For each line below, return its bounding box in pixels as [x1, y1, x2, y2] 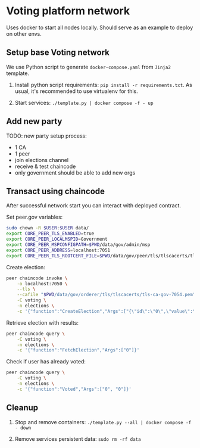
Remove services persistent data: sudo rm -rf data [14, 435, 141, 442]
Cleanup [6, 403, 39, 413]
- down [14, 425, 32, 431]
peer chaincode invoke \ [6, 275, 68, 281]
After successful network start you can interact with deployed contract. [6, 202, 182, 209]
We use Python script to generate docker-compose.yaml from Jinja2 [6, 63, 171, 70]
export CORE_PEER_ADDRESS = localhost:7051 [6, 247, 111, 253]
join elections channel [14, 156, 69, 163]
